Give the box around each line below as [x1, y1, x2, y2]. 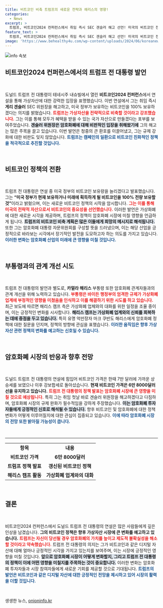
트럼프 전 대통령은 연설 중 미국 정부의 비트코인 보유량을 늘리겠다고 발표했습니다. [5, 188, 155, 194]
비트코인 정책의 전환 [5, 165, 61, 173]
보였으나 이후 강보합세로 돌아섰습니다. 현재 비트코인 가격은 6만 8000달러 [17, 382, 156, 388]
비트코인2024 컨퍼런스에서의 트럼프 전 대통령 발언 [5, 69, 147, 77]
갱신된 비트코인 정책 [48, 463, 92, 469]
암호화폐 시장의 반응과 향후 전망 [5, 353, 94, 361]
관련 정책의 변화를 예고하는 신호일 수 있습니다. [14, 328, 100, 333]
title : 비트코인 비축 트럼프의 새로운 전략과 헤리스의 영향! [5, 7, 109, 12]
